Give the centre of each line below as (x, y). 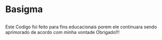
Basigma (24, 9)
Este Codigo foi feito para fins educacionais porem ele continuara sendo (81, 27)
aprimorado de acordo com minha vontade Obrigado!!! (62, 32)
